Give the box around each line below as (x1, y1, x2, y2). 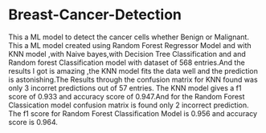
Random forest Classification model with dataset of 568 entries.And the (8, 58, 245, 67)
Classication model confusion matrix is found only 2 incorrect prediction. (8, 100, 249, 110)
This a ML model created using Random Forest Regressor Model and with (8, 40, 252, 50)
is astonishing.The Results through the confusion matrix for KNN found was (8, 75, 259, 84)
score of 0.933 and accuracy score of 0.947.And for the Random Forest (8, 91, 245, 101)
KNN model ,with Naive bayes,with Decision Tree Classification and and (8, 49, 247, 58)
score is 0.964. (8, 117, 59, 127)
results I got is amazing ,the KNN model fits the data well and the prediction (8, 66, 259, 75)
